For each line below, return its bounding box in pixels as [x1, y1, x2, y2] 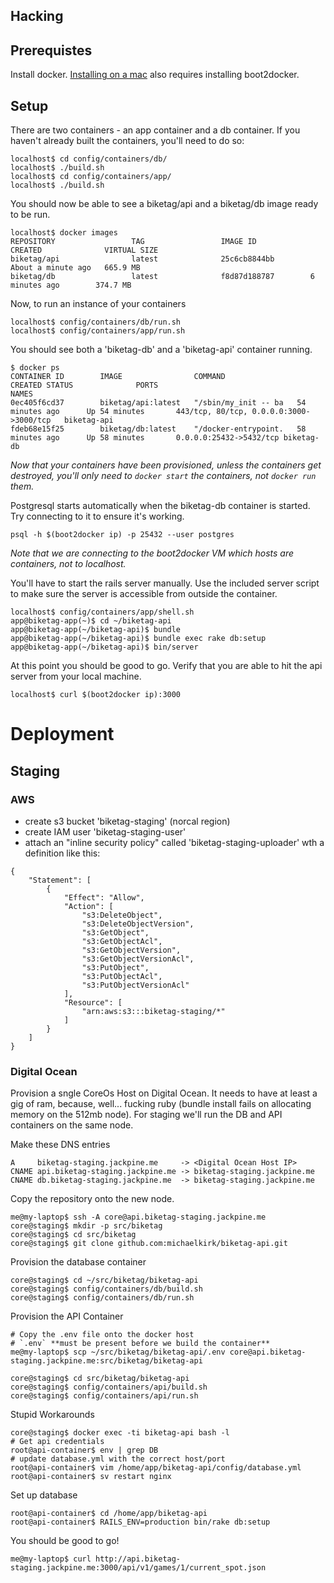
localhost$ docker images [10, 228, 118, 238]
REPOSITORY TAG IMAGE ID [10, 237, 257, 247]
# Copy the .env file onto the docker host [10, 1330, 195, 1340]
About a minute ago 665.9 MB [10, 263, 141, 273]
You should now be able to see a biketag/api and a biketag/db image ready [10, 198, 319, 210]
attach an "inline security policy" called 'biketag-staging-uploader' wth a [24, 836, 325, 848]
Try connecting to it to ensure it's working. [10, 510, 185, 523]
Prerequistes [10, 42, 93, 59]
